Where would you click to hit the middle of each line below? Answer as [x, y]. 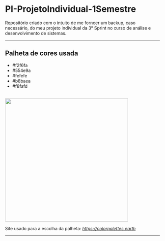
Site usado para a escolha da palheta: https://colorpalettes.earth [70, 228]
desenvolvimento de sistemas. [36, 33]
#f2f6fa [20, 65]
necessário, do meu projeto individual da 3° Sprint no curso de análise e [78, 28]
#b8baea [21, 81]
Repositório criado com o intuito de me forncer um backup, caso [70, 23]
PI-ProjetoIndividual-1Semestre [71, 9]
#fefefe [20, 75]
